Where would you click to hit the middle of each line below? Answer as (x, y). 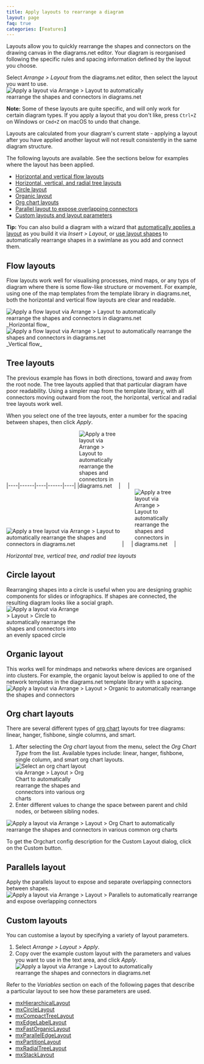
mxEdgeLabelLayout (41, 1022)
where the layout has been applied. (50, 165)
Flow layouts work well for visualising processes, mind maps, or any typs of (101, 280)
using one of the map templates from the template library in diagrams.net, (99, 294)
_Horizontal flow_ (28, 325)
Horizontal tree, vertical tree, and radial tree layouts (72, 556)
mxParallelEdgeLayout (43, 1035)
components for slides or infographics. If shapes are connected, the (92, 596)
